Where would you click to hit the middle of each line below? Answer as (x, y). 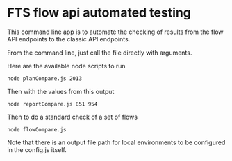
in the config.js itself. (37, 149)
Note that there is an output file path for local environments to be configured (116, 142)
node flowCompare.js (37, 129)
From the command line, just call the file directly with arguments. (100, 53)
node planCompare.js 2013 (44, 78)
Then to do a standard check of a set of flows (72, 117)
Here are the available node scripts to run (67, 66)
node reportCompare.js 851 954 (52, 104)
